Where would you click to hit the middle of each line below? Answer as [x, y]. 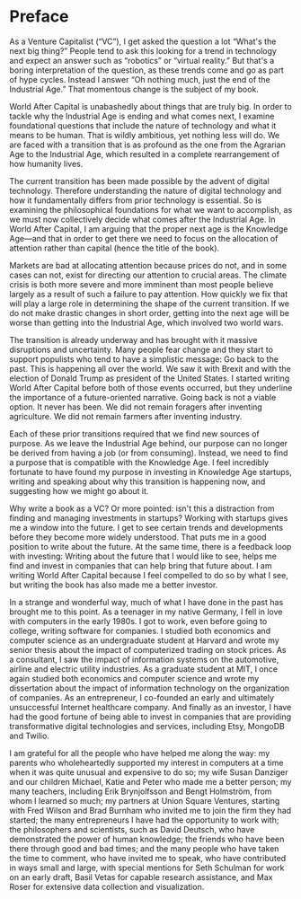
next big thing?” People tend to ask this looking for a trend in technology [143, 50]
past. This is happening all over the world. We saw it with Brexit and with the [150, 368]
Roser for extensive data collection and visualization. [107, 886]
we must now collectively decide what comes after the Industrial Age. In [142, 219]
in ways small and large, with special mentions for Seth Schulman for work [147, 868]
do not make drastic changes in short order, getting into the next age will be [150, 313]
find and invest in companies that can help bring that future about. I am [141, 565]
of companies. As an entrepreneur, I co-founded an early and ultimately [142, 697]
